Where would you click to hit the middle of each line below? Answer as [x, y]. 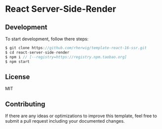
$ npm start [17, 62]
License [18, 77]
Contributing [25, 104]
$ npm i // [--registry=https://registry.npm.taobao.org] [66, 57]
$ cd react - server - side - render [37, 52]
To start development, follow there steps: [47, 39]
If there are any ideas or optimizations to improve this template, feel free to [81, 116]
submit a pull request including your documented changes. [65, 121]
